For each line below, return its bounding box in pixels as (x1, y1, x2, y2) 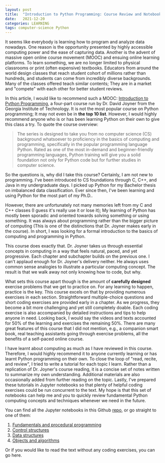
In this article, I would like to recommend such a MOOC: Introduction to (5, 95, 149, 101)
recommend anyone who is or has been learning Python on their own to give (5, 116, 160, 122)
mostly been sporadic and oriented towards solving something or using (5, 213, 149, 218)
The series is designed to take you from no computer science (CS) (17, 131, 152, 137)
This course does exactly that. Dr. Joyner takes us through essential (5, 243, 143, 249)
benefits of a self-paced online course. (5, 336, 84, 342)
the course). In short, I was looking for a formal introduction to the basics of (5, 228, 158, 234)
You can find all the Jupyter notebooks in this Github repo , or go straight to (5, 407, 157, 413)
